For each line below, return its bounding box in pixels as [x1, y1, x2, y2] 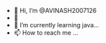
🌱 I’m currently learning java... [13, 21, 99, 29]
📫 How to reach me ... [13, 29, 78, 37]
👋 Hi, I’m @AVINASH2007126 [13, 7, 97, 14]
